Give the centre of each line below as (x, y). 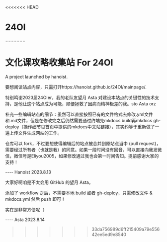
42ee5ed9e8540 (109, 234)
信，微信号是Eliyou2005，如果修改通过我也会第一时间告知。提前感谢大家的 (82, 156)
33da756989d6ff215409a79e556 (126, 229)
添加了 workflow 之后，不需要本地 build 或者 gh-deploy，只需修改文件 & (79, 193)
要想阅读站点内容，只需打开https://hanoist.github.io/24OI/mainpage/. (76, 87)
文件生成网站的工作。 (40, 133)
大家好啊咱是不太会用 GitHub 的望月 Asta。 (49, 182)
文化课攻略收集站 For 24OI (59, 63)
